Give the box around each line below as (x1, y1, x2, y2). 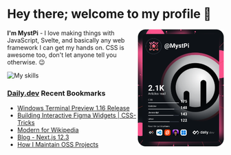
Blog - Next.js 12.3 (16, 133, 69, 141)
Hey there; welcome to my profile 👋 (7, 6, 212, 22)
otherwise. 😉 (7, 58, 45, 66)
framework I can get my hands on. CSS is (7, 43, 125, 51)
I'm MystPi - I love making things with (7, 29, 115, 37)
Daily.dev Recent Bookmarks (7, 88, 106, 98)
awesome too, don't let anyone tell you (7, 51, 117, 59)
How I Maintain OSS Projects (16, 141, 99, 149)
